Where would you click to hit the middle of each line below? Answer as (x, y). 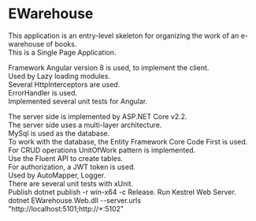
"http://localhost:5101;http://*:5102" (66, 208)
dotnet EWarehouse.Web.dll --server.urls (75, 200)
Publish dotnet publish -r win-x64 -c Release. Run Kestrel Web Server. (122, 192)
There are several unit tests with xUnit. (71, 183)
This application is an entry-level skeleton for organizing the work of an (124, 36)
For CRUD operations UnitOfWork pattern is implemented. (102, 150)
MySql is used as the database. (59, 133)
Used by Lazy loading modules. (59, 76)
